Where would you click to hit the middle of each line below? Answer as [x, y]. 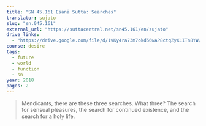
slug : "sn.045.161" [31, 23]
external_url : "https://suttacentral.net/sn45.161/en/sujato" [87, 29]
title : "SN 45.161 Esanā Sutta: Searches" [61, 12]
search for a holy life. [48, 116]
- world [22, 63]
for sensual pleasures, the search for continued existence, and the [105, 110]
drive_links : [23, 35]
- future [23, 57]
